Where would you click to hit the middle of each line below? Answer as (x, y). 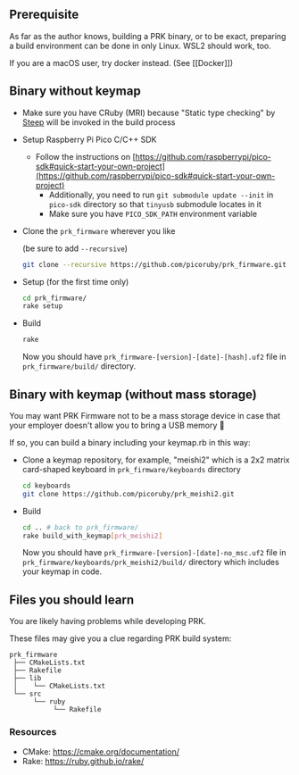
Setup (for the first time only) (75, 281)
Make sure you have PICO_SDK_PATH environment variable (153, 213)
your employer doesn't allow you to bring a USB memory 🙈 (117, 425)
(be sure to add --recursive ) (75, 248)
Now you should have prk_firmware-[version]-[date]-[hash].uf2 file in (154, 357)
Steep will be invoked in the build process (99, 122)
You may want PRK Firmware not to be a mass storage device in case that (145, 415)
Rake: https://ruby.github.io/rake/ (83, 761)
